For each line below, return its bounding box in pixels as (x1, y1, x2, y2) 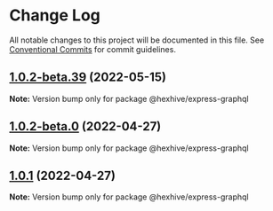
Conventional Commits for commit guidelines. (9, 43, 176, 54)
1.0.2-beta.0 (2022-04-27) (9, 119, 162, 134)
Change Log (9, 5, 100, 26)
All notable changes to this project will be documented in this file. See (9, 35, 265, 45)
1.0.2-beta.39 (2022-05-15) (9, 70, 167, 85)
